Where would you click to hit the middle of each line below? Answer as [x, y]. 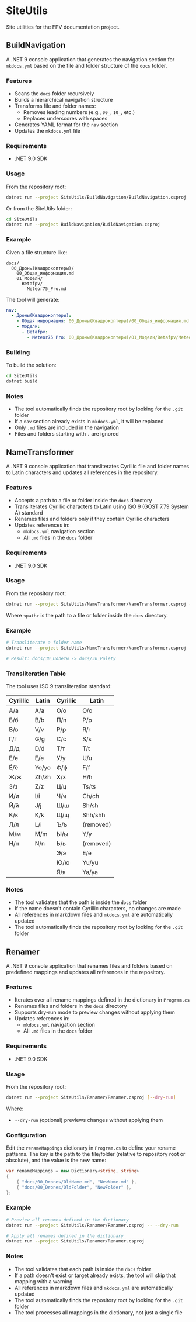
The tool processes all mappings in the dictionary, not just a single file [98, 1312]
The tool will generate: [33, 299]
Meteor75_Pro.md [47, 289]
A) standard [29, 513]
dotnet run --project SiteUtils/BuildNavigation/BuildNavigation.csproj [96, 197]
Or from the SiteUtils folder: [39, 208]
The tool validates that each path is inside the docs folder [83, 1269]
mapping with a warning [43, 1281]
